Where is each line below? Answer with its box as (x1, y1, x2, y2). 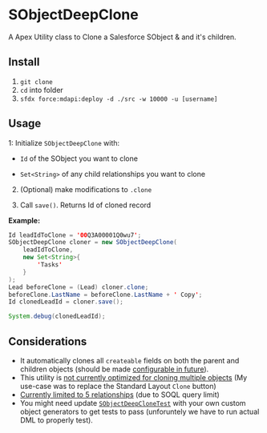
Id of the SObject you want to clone (19, 154, 139, 163)
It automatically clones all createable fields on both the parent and (19, 356, 240, 365)
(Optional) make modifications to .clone (19, 184, 152, 194)
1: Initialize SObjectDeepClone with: (8, 138, 120, 147)
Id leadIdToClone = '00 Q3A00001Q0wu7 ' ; (8, 231, 142, 239)
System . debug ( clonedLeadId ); (8, 312, 106, 321)
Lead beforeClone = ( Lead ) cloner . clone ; (8, 283, 149, 291)
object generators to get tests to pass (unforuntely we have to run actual (19, 407, 260, 416)
